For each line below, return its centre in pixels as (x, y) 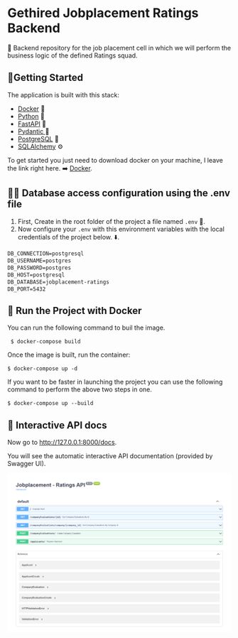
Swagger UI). (27, 464)
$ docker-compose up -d (43, 369)
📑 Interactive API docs (57, 425)
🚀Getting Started (45, 78)
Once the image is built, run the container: (69, 355)
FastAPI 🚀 (32, 124)
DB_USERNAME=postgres (39, 261)
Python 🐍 (31, 116)
